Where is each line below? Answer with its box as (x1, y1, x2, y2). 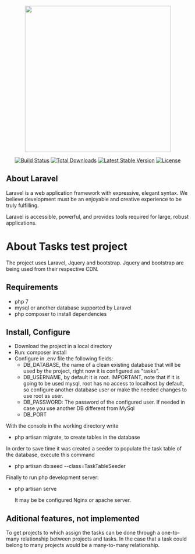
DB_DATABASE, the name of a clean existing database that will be (23, 362, 181, 369)
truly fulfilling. (6, 202, 39, 209)
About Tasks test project (6, 240, 127, 253)
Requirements (6, 283, 58, 293)
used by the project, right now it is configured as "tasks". (23, 367, 160, 374)
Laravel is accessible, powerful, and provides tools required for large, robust (6, 213, 189, 220)
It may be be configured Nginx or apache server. (14, 497, 132, 504)
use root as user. (23, 393, 64, 400)
